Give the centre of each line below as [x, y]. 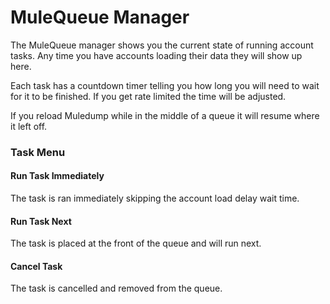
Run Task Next [41, 221]
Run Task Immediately [57, 176]
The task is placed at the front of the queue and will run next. [136, 243]
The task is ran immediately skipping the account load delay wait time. [155, 198]
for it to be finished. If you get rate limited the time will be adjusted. [148, 96]
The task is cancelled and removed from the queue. [116, 288]
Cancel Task [36, 266]
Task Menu [38, 152]
